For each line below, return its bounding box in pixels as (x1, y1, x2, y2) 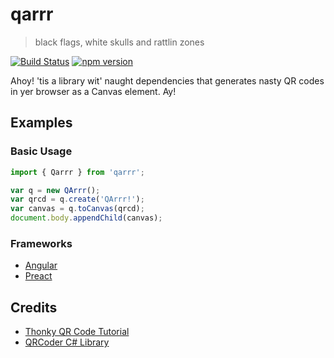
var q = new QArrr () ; (10, 185, 101, 195)
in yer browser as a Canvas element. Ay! (10, 85, 177, 97)
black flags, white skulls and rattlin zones (34, 36, 205, 48)
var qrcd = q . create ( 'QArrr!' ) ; (10, 194, 145, 205)
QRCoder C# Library (24, 336, 110, 348)
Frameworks (10, 236, 73, 250)
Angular (24, 259, 58, 272)
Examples (10, 114, 73, 132)
